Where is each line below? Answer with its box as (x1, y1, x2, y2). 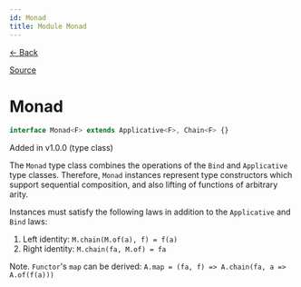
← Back (9, 46, 38, 57)
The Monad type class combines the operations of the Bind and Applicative (9, 160, 288, 171)
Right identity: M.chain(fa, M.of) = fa (22, 243, 167, 254)
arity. (9, 189, 29, 200)
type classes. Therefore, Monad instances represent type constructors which (9, 170, 293, 181)
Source (9, 64, 36, 75)
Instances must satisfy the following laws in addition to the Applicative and (9, 206, 292, 218)
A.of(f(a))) (9, 271, 54, 280)
